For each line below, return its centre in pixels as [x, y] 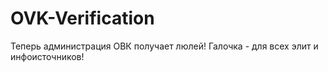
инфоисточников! [47, 56]
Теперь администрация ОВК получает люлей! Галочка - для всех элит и [164, 46]
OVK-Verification [82, 18]
